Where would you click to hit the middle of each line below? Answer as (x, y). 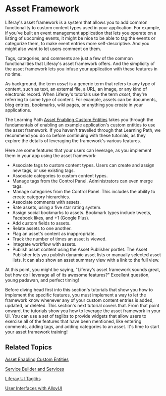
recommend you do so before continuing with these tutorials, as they (76, 135)
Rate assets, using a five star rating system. (57, 207)
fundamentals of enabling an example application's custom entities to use (80, 125)
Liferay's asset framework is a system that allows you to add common (76, 22)
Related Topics (28, 347)
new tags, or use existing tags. (44, 170)
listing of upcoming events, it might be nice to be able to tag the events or (80, 38)
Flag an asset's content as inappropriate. (54, 233)
